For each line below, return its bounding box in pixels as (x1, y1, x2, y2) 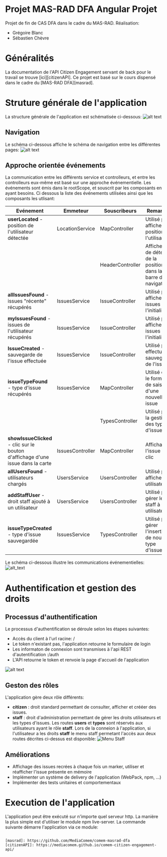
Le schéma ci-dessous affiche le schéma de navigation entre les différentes (5, 141, 161, 147)
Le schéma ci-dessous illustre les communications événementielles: (5, 559, 145, 565)
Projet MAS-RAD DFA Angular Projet (5, 3, 158, 15)
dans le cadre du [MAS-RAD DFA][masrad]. (5, 79, 94, 85)
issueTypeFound (7, 378, 48, 385)
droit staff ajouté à (7, 498, 51, 505)
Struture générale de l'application (5, 97, 148, 108)
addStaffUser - (7, 492, 45, 499)
